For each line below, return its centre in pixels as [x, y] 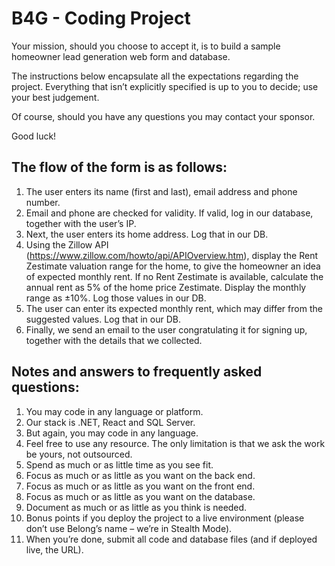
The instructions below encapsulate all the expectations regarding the [155, 76]
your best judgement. [55, 97]
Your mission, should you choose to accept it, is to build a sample [146, 46]
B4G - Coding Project [101, 18]
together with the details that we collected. [114, 340]
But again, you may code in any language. [112, 433]
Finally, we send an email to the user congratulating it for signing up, [166, 329]
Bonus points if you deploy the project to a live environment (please [165, 518]
